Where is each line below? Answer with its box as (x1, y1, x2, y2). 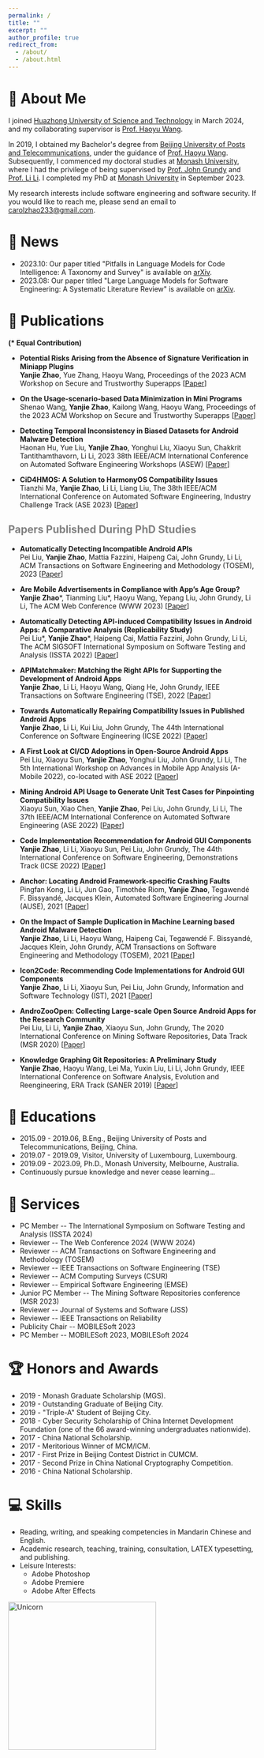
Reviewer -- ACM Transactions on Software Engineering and (19, 1246, 217, 1256)
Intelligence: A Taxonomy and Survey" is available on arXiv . (19, 267, 213, 277)
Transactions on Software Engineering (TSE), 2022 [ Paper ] (19, 691, 211, 700)
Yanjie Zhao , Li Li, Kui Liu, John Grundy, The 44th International (19, 722, 225, 732)
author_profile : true (8, 33, 80, 42)
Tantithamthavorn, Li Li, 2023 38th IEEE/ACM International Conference (19, 451, 249, 461)
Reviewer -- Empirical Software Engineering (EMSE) (19, 1280, 188, 1289)
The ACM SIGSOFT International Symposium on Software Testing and (19, 642, 246, 651)
